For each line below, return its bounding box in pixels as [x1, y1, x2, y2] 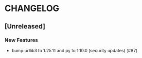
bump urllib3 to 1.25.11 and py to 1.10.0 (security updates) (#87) [11, 47, 138, 53]
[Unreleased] [4, 22, 46, 30]
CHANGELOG [4, 3, 59, 14]
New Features [4, 37, 38, 43]
